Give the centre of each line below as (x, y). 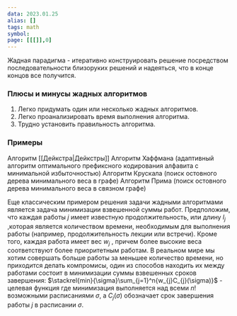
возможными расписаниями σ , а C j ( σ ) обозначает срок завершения (111, 297)
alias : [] (22, 21)
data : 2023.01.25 (33, 14)
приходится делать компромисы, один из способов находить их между (116, 266)
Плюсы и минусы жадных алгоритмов (77, 94)
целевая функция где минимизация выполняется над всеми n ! (102, 288)
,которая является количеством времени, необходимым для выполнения (119, 226)
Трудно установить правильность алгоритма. (86, 124)
